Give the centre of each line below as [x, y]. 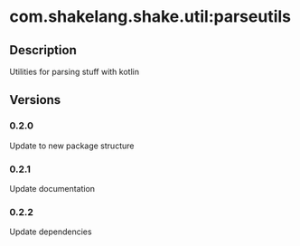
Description [43, 50]
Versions [35, 100]
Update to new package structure [72, 146]
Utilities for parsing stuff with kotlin [75, 71]
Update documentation [52, 188]
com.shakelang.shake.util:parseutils [150, 17]
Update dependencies [51, 232]
